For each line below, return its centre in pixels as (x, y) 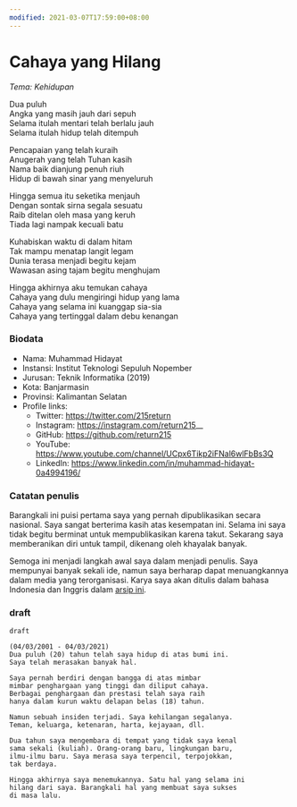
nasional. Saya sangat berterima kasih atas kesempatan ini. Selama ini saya (148, 525)
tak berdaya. (33, 765)
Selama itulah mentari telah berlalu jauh (82, 123)
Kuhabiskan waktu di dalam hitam (71, 242)
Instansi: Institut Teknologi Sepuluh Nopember (107, 368)
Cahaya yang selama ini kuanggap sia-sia (86, 306)
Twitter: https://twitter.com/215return (103, 415)
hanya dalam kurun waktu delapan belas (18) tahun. (107, 702)
